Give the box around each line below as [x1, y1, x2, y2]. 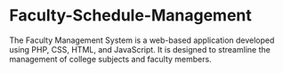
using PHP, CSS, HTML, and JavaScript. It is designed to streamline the [9, 44, 271, 54]
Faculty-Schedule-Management [9, 5, 252, 26]
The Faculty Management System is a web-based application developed [9, 35, 275, 45]
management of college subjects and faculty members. [9, 53, 212, 64]
